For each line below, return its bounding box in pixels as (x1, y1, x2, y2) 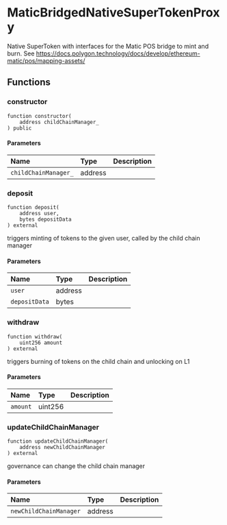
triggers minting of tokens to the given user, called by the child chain (7, 234, 200, 243)
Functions (7, 77, 51, 88)
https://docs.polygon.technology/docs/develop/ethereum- (36, 49, 200, 58)
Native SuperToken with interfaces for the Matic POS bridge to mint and (7, 42, 209, 50)
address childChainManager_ (19, 119, 99, 125)
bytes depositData (19, 216, 72, 223)
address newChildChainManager (19, 444, 106, 451)
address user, (19, 210, 59, 217)
